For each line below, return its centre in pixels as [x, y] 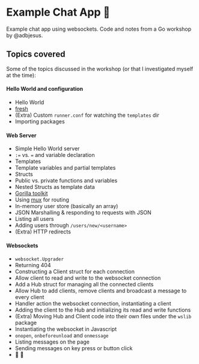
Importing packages [40, 121]
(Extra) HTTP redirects [43, 232]
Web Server [21, 135]
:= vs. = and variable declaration [55, 155]
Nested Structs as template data [55, 187]
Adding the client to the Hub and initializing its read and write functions [103, 310]
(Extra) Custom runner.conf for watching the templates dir [87, 115]
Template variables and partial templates [65, 168]
